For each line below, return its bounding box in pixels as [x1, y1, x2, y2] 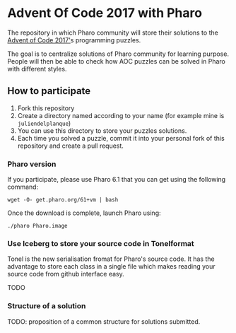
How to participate [7, 85, 91, 97]
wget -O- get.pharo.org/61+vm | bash [7, 197, 119, 204]
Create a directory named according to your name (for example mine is [17, 111, 225, 119]
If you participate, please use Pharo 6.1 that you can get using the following [7, 175, 226, 184]
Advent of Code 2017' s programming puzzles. [7, 35, 141, 44]
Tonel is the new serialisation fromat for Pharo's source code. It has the [7, 255, 215, 263]
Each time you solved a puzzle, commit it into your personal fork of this [17, 134, 225, 142]
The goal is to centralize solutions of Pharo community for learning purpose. [7, 49, 230, 58]
